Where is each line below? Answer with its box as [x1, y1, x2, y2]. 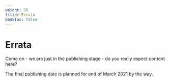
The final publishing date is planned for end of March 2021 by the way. [5, 71, 153, 77]
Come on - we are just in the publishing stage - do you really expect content [5, 56, 165, 62]
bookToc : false [5, 17, 38, 22]
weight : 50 [5, 7, 29, 13]
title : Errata [5, 12, 36, 17]
